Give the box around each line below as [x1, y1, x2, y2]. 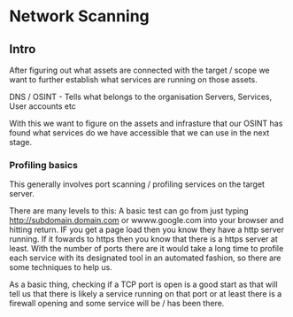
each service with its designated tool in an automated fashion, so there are [9, 252, 281, 263]
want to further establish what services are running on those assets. [9, 74, 258, 85]
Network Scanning [9, 6, 150, 27]
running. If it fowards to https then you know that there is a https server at [9, 234, 279, 244]
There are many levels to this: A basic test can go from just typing [9, 205, 250, 216]
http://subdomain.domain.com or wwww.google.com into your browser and [9, 215, 284, 226]
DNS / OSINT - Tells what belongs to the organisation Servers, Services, [9, 91, 273, 102]
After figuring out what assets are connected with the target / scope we [9, 65, 270, 75]
